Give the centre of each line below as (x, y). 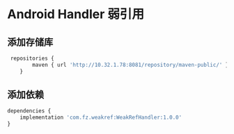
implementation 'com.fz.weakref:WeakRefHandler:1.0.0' (101, 118)
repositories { (32, 58)
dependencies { (29, 111)
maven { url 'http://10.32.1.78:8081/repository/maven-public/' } (131, 65)
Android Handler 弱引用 (76, 14)
